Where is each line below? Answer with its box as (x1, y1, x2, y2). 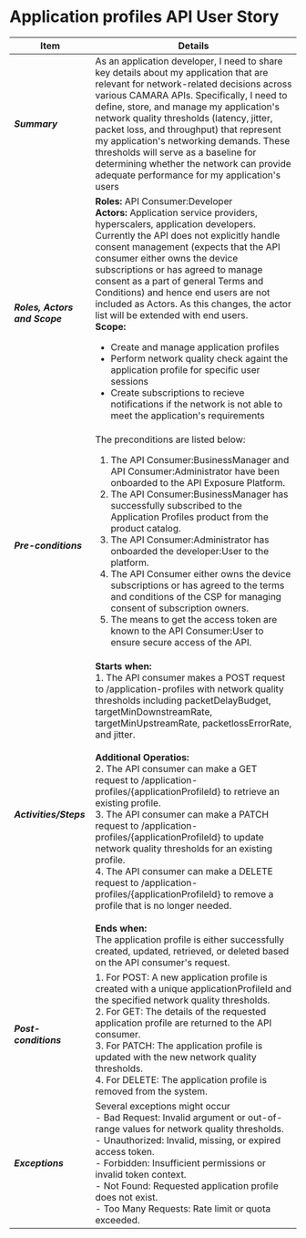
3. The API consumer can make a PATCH (95, 808, 270, 820)
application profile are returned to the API (95, 1016, 272, 1029)
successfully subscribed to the (110, 499, 243, 511)
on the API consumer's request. (95, 955, 230, 968)
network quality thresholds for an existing (95, 841, 273, 854)
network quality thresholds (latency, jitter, (95, 111, 273, 124)
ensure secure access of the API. (110, 635, 252, 648)
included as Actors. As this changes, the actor (95, 297, 291, 310)
